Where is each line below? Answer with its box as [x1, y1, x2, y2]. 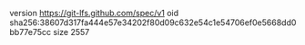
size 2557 [53, 27, 90, 37]
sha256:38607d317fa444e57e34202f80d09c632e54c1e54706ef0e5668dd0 [9, 17, 297, 28]
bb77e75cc [9, 27, 52, 37]
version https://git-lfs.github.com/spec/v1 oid [9, 8, 179, 18]
